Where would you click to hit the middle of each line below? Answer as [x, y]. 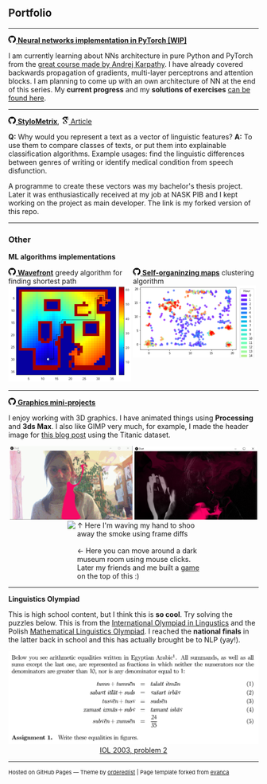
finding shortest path [43, 281]
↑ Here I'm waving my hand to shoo [136, 525]
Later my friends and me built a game [138, 568]
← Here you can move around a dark [137, 551]
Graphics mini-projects [56, 403]
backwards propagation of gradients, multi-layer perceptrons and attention [131, 72]
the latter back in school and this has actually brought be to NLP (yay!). [124, 640]
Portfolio [30, 13]
